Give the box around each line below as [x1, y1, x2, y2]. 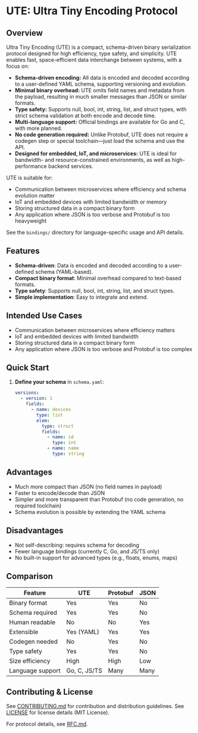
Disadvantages [6, 525, 64, 536]
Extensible [9, 628, 39, 636]
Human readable [9, 618, 56, 627]
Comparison [6, 571, 54, 581]
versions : [14, 390, 40, 396]
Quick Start [6, 363, 49, 373]
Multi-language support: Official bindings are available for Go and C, [14, 118, 186, 126]
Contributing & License [6, 687, 93, 697]
